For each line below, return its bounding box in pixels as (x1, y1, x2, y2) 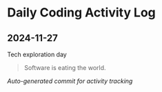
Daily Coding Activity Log (7, 5, 156, 21)
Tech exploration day (7, 50, 67, 58)
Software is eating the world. (23, 64, 106, 71)
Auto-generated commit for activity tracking (7, 77, 133, 85)
